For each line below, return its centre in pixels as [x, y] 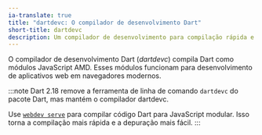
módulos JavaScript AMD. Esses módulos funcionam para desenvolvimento [130, 68]
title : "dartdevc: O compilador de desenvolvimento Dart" [105, 23]
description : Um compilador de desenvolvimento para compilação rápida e [131, 37]
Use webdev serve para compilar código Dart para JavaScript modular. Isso [129, 115]
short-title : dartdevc [45, 30]
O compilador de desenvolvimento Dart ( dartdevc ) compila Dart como [121, 59]
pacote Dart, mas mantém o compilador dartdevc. [88, 99]
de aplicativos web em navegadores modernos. [85, 76]
